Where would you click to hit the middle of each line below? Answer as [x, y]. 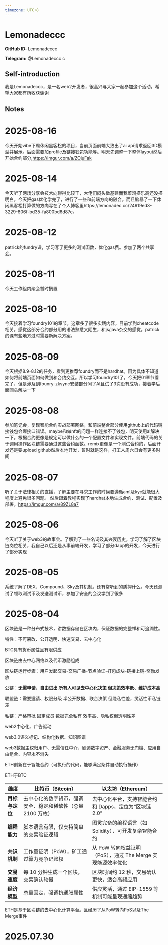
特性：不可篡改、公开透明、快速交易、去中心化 [53, 639]
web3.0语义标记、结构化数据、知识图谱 [46, 737]
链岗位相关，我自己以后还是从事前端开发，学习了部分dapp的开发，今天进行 [83, 546]
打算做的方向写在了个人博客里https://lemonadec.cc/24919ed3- [87, 205]
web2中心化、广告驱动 [28, 727]
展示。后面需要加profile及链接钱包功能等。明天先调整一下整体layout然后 [88, 152]
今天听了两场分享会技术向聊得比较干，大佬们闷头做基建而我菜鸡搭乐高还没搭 [84, 193]
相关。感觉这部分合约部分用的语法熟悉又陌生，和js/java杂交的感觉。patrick [82, 330]
